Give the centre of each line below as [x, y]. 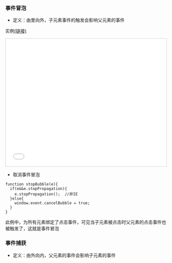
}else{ [17, 199]
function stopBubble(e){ [32, 184]
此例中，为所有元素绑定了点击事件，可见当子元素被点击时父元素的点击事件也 [86, 222]
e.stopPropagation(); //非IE [46, 194]
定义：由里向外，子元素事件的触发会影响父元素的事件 [69, 20]
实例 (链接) [16, 31]
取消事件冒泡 [26, 175]
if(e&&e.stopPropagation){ [39, 189]
